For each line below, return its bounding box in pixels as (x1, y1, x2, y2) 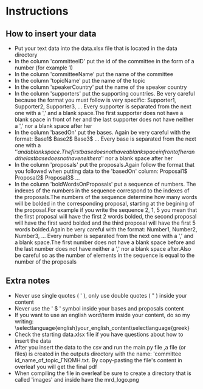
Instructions (5, 4, 69, 18)
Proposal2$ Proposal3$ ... (14, 174, 80, 181)
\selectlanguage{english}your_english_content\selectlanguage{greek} (14, 324, 190, 331)
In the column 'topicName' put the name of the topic (14, 77, 146, 84)
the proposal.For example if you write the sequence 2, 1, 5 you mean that (14, 206, 198, 214)
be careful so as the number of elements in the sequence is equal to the (14, 251, 195, 259)
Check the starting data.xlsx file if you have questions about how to (14, 331, 184, 338)
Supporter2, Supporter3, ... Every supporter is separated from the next (14, 103, 192, 110)
